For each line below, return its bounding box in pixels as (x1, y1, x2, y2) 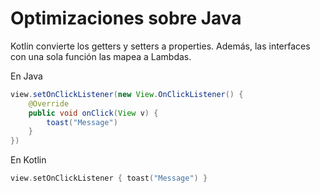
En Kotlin (10, 154, 47, 166)
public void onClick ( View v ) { (28, 108, 159, 118)
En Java (10, 70, 43, 82)
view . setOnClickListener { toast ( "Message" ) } (10, 173, 208, 184)
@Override (28, 98, 70, 109)
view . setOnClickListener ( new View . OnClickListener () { (10, 89, 244, 99)
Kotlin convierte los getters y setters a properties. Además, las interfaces (10, 40, 311, 52)
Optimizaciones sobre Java (10, 7, 242, 30)
